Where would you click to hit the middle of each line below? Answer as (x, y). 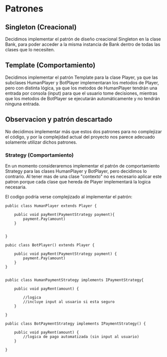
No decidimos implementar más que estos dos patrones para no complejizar (83, 131)
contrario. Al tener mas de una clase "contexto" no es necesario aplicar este (83, 176)
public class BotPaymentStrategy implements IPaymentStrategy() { (76, 324)
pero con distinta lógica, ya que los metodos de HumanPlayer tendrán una (81, 88)
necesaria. (16, 187)
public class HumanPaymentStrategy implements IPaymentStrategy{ (74, 280)
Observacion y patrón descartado (59, 119)
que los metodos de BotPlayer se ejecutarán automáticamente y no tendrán (83, 98)
